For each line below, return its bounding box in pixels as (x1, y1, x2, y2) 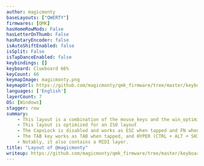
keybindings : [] (6, 60, 47, 66)
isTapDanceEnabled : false (6, 54, 72, 60)
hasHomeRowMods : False (6, 26, 64, 32)
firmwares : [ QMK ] (6, 20, 50, 26)
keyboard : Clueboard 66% (6, 65, 69, 72)
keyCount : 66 (6, 71, 39, 77)
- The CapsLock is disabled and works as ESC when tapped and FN (17, 128, 186, 134)
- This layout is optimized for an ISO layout (17, 122, 137, 128)
